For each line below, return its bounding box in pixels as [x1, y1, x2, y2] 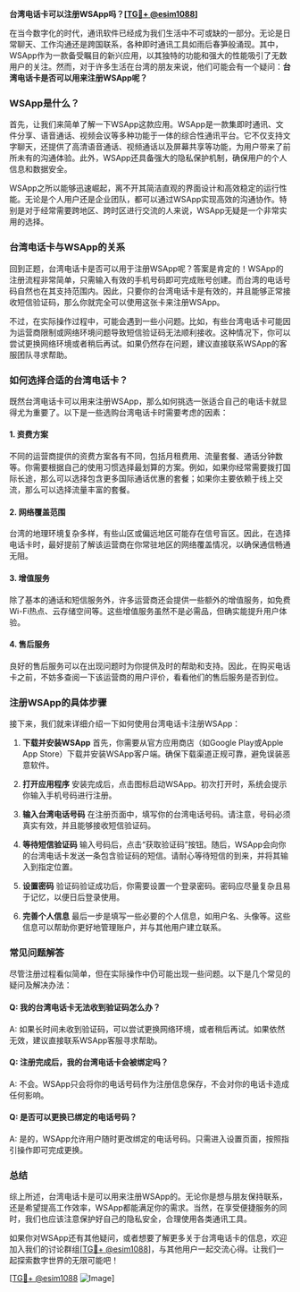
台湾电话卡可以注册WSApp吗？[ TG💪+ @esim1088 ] [9, 9, 198, 19]
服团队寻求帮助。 [9, 349, 72, 360]
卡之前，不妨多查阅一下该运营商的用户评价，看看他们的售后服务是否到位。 [9, 672, 283, 682]
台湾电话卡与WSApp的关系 [9, 241, 126, 253]
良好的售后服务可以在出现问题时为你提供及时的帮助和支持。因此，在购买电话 [9, 660, 291, 671]
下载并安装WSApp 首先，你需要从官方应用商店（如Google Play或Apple [21, 738, 284, 748]
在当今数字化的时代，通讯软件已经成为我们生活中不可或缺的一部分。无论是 [9, 28, 283, 39]
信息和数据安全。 [9, 164, 72, 175]
